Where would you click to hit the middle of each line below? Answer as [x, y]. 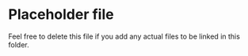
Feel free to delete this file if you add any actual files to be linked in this [124, 36]
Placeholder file [61, 15]
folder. [19, 44]
